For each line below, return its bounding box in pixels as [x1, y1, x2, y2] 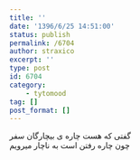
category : [9, 80, 47, 89]
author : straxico [9, 47, 75, 56]
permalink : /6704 [9, 38, 75, 48]
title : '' [9, 13, 47, 23]
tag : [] [9, 97, 39, 107]
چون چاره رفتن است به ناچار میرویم [9, 140, 131, 151]
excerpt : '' [9, 55, 54, 64]
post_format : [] [9, 106, 70, 115]
